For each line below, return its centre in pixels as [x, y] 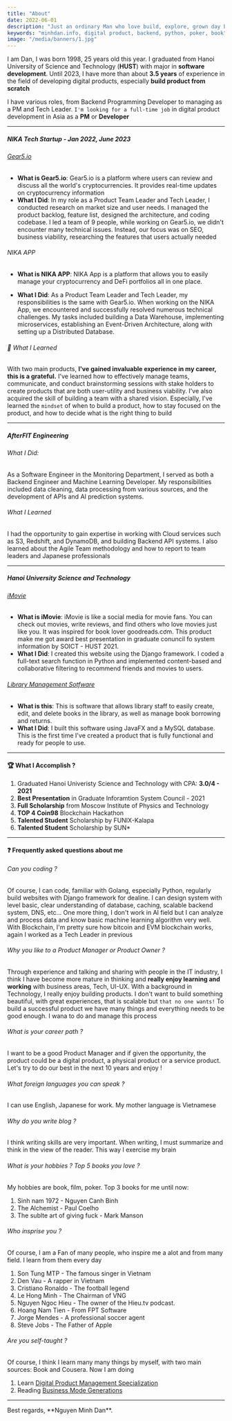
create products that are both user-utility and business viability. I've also [110, 391]
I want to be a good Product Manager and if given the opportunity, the [107, 1053]
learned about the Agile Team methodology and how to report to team [106, 548]
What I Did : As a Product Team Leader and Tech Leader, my [103, 294]
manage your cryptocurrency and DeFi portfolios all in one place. [109, 281]
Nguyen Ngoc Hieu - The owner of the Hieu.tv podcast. [96, 1303]
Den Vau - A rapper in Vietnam [61, 1280]
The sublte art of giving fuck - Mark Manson [80, 1215]
